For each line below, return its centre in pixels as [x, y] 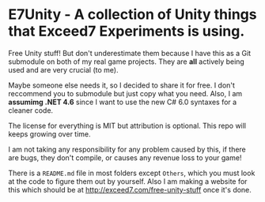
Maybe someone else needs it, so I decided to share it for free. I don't [122, 85]
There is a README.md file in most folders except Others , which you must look [132, 173]
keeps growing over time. [49, 134]
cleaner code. [31, 110]
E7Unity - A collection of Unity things [132, 15]
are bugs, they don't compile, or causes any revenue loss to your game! [125, 157]
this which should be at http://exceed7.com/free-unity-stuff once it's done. [130, 189]
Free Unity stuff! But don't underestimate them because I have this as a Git [130, 53]
